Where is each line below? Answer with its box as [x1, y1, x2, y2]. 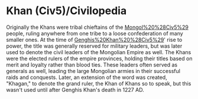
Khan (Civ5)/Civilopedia [6, 4, 127, 18]
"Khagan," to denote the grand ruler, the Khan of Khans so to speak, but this [6, 80, 191, 87]
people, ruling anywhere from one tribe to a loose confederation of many [6, 29, 183, 37]
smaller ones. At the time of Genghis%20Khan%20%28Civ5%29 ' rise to [6, 36, 183, 43]
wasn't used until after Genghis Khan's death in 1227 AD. [6, 86, 145, 93]
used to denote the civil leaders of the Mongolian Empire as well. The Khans [6, 48, 191, 55]
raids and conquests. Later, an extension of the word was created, [6, 74, 167, 81]
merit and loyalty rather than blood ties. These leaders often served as [6, 61, 178, 68]
